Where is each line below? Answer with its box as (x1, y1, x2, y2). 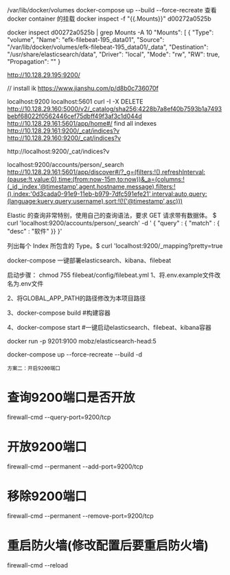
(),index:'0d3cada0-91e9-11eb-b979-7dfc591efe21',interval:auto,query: (7, 190, 207, 198)
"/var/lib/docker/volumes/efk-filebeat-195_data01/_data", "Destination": (7, 43, 209, 51)
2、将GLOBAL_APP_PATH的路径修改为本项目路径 (7, 294, 146, 302)
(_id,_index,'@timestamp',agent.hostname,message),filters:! (7, 183, 176, 190)
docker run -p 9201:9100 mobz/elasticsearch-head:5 (7, 337, 157, 345)
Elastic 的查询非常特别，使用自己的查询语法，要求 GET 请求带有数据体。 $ (7, 212, 217, 219)
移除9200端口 (7, 488, 87, 504)
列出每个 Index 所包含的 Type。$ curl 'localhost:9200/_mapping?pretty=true (7, 242, 223, 249)
